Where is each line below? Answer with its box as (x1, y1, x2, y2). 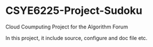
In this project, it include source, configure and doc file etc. (5, 34, 148, 41)
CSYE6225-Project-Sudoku (5, 4, 142, 17)
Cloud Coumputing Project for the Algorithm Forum (5, 23, 128, 30)
